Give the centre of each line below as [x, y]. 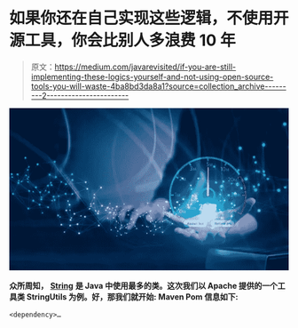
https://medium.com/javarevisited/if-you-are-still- [145, 67]
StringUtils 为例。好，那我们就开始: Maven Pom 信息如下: [132, 297]
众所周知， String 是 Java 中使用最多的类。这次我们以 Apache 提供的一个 [143, 286]
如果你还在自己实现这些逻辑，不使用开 [149, 18]
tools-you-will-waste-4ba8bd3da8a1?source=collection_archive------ [158, 86]
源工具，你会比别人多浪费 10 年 [123, 40]
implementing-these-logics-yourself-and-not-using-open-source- [152, 76]
